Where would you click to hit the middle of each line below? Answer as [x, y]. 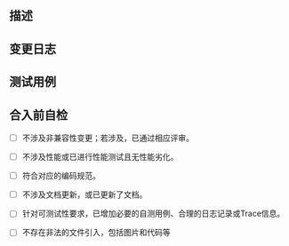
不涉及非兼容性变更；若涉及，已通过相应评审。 [108, 138]
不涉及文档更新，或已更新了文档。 [84, 194]
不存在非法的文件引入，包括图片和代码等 [96, 233]
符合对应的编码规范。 [61, 176]
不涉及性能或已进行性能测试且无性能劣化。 [100, 157]
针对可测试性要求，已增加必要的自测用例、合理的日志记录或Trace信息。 [153, 214]
